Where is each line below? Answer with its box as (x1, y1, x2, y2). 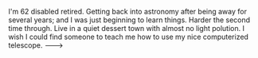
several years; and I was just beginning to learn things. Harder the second (8, 15, 251, 25)
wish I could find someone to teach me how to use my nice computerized (8, 32, 249, 41)
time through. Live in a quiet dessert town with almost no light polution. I (8, 24, 245, 33)
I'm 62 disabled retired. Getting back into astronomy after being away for (8, 7, 247, 16)
